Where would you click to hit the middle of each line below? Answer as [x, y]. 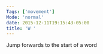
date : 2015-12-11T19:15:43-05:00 [48, 23]
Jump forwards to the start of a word [52, 45]
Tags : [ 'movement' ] [31, 12]
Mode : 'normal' [25, 17]
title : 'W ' [21, 28]
